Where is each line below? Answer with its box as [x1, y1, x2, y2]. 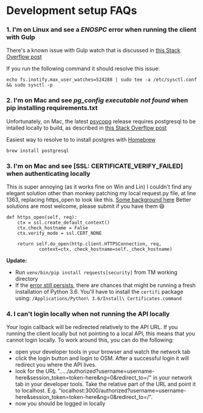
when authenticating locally [6, 169, 91, 178]
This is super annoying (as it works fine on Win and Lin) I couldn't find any [6, 183, 192, 190]
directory [15, 275, 38, 283]
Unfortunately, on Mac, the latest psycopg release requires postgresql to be [6, 117, 196, 125]
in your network [153, 374, 193, 381]
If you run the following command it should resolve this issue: [6, 65, 160, 72]
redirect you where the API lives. [15, 361, 97, 369]
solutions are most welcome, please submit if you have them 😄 [6, 203, 165, 210]
